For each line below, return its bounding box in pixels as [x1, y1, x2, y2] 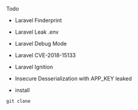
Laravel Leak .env [14, 28, 59, 35]
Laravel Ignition [14, 63, 53, 70]
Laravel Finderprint [14, 17, 62, 23]
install [14, 87, 30, 94]
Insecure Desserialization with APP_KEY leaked [14, 75, 132, 82]
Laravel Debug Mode [14, 40, 67, 47]
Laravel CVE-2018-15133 [14, 52, 76, 59]
